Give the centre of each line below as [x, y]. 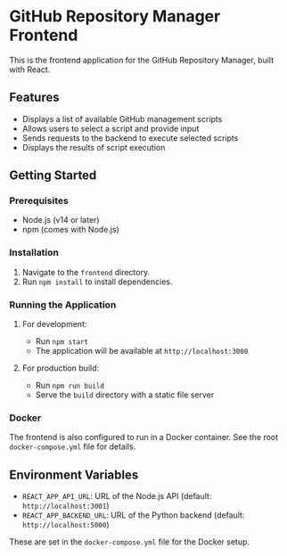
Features [34, 98]
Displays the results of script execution [94, 147]
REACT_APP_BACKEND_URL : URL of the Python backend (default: [133, 515]
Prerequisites [39, 200]
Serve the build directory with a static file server [125, 395]
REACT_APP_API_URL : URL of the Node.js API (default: [117, 496]
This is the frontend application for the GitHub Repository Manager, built [142, 60]
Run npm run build [70, 386]
